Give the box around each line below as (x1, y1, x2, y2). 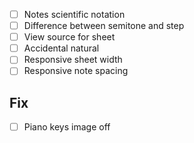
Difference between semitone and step (23, 20, 185, 32)
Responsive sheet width (23, 54, 123, 66)
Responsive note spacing (23, 65, 129, 77)
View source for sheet (23, 31, 116, 43)
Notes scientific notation (23, 9, 126, 20)
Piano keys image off (23, 121, 111, 133)
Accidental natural (23, 42, 100, 54)
